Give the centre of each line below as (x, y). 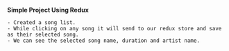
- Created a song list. (42, 23)
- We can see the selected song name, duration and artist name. (103, 41)
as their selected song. (43, 34)
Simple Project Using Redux (48, 10)
